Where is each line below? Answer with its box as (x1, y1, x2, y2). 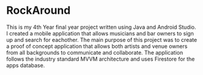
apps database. (6, 61, 45, 69)
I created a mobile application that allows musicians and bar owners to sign (6, 29, 194, 37)
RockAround (6, 4, 71, 17)
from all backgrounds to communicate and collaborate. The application (6, 49, 184, 56)
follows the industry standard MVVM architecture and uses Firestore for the (6, 55, 195, 62)
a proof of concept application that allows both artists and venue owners (6, 43, 188, 50)
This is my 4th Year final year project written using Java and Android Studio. (6, 23, 196, 31)
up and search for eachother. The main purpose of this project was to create (6, 36, 198, 43)
